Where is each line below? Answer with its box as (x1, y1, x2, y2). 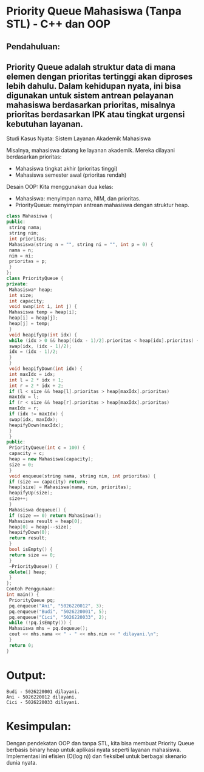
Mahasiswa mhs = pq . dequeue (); (8, 626, 88, 632)
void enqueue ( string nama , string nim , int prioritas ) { (8, 473, 156, 479)
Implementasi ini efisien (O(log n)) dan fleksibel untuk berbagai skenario (6, 752, 187, 760)
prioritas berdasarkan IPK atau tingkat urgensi (6, 109, 185, 120)
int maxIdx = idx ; (8, 371, 56, 377)
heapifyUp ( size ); (8, 490, 53, 496)
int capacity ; (8, 298, 45, 304)
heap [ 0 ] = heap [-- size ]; (8, 524, 72, 530)
